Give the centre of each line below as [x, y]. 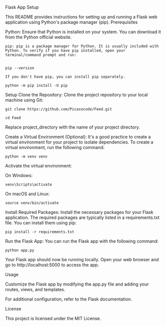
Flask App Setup [22, 7]
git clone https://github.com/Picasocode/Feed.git [59, 109]
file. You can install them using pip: [41, 223]
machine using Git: [24, 100]
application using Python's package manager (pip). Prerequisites [72, 22]
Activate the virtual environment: [39, 166]
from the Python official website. [39, 37]
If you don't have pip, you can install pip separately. [65, 77]
